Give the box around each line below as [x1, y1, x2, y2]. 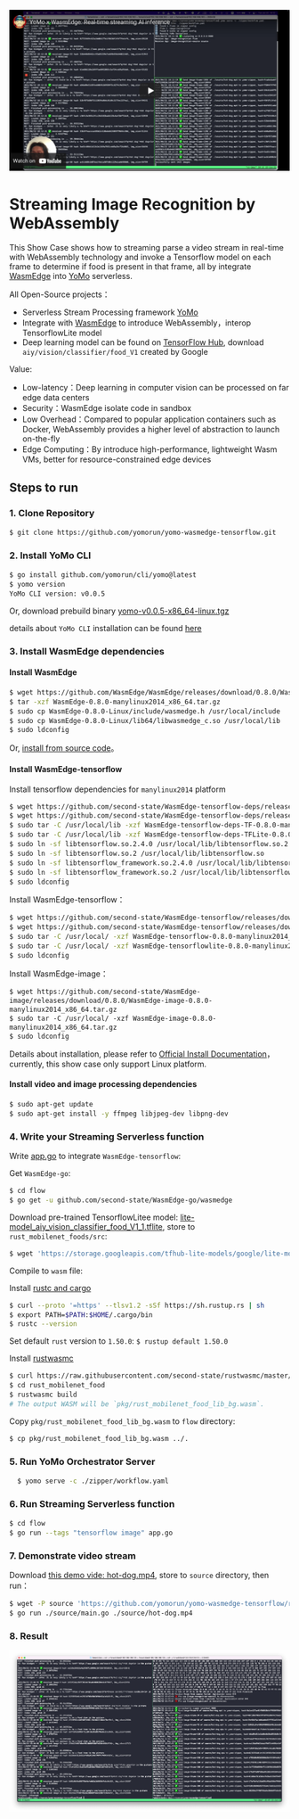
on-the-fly [21, 433, 61, 444]
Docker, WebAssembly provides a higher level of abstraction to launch [21, 424, 280, 435]
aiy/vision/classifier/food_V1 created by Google [21, 347, 209, 358]
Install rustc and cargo [9, 1282, 92, 1293]
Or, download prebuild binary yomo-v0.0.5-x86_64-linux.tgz [9, 605, 230, 616]
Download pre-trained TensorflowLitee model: [9, 1212, 179, 1222]
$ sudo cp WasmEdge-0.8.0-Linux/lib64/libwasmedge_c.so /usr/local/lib [9, 716, 280, 725]
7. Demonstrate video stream [9, 1549, 136, 1561]
